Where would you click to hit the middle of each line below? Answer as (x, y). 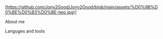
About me (15, 22)
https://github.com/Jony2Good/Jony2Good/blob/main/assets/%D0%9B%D (82, 7)
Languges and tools (25, 31)
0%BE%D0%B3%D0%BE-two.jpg (39, 12)
